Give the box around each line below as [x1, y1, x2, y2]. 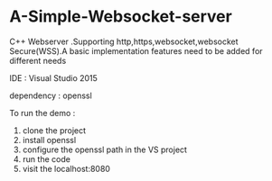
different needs [9, 55, 67, 66]
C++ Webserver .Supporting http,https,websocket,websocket [9, 36, 239, 47]
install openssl [22, 134, 77, 145]
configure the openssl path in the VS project [22, 144, 188, 155]
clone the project [22, 124, 87, 136]
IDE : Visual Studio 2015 [9, 72, 98, 83]
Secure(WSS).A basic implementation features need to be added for [9, 45, 264, 56]
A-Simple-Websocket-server [9, 6, 232, 27]
